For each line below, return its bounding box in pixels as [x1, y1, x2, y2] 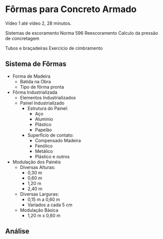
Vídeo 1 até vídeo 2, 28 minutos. [5, 20, 72, 26]
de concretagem [5, 35, 40, 41]
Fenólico [35, 143, 53, 149]
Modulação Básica [20, 207, 59, 213]
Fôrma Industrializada [12, 89, 58, 95]
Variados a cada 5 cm [27, 202, 73, 208]
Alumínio [35, 116, 54, 122]
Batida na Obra [20, 78, 51, 84]
